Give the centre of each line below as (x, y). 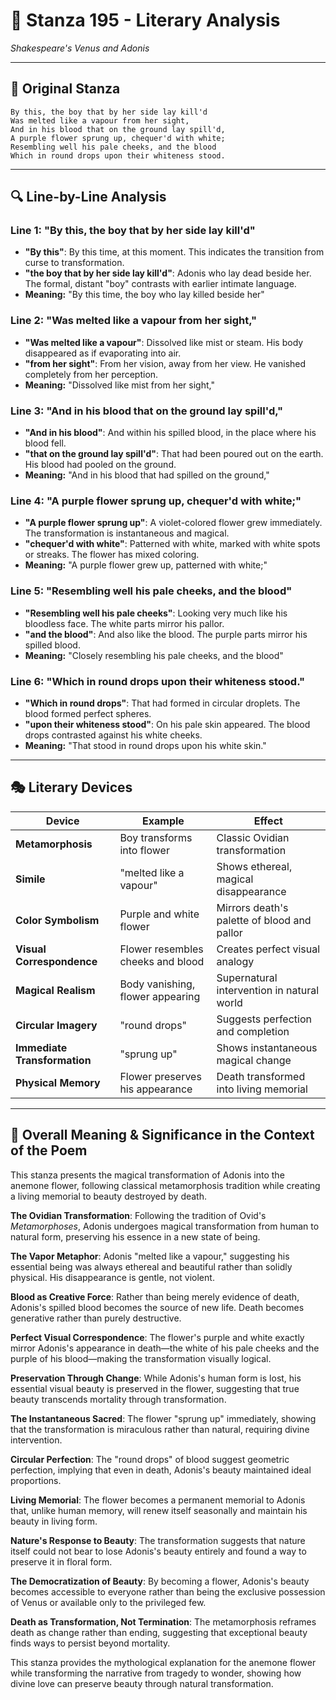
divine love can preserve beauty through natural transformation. (142, 1683)
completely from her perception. (91, 374)
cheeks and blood (162, 961)
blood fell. (45, 443)
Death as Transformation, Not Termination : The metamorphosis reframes (163, 1621)
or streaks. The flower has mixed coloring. (112, 555)
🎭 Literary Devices (71, 787)
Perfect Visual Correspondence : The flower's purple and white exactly (157, 1337)
